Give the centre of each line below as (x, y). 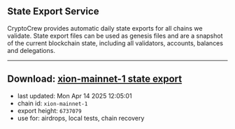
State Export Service (53, 12)
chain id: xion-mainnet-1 (52, 103)
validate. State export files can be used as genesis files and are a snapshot (115, 36)
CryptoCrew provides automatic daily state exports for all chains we (105, 28)
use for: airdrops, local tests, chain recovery (81, 118)
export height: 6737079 (49, 110)
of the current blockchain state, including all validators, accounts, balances (115, 43)
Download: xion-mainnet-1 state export (95, 79)
